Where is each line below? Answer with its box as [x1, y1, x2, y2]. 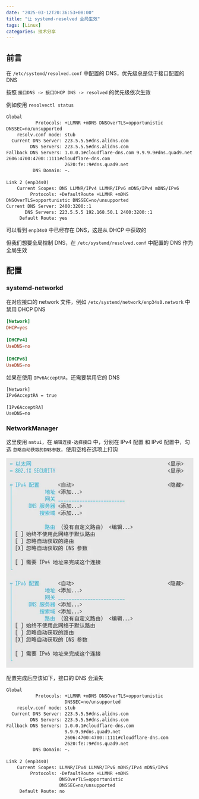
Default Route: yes [19, 215, 68, 222]
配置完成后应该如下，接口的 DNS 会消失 [6, 674, 104, 682]
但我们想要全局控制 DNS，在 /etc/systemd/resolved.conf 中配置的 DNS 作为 [6, 239, 194, 247]
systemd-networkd [6, 284, 64, 292]
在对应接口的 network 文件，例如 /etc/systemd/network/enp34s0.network [6, 298, 184, 305]
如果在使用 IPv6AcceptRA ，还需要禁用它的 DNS [6, 374, 120, 381]
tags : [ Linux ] [6, 22, 42, 28]
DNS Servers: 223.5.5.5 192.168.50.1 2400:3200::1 [24, 209, 153, 216]
